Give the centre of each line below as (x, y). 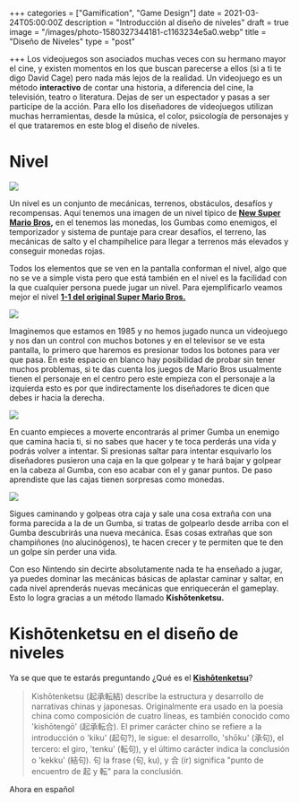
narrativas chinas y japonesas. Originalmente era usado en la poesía (157, 706)
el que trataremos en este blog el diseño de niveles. (104, 125)
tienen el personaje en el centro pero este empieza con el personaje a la (142, 378)
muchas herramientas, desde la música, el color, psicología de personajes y (149, 116)
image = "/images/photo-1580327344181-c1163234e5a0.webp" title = (138, 32)
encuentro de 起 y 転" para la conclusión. (107, 771)
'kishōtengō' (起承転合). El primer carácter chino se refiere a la (146, 726)
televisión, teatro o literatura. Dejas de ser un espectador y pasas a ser (140, 97)
